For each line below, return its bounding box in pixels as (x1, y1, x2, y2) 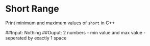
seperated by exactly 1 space (5, 35, 67, 41)
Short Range (5, 3, 60, 15)
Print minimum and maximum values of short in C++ (5, 20, 115, 26)
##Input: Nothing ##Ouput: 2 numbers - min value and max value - (5, 29, 146, 35)
